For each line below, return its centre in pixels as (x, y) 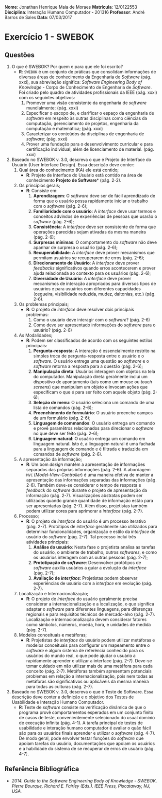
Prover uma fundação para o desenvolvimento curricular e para (89, 144)
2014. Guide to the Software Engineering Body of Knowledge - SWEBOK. (84, 780)
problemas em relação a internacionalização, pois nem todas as (90, 676)
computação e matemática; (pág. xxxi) (65, 129)
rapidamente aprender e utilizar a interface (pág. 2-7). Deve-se (89, 661)
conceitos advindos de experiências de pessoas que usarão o (95, 216)
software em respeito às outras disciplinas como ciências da (87, 118)
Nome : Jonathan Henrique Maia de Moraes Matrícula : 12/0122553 (71, 7)
